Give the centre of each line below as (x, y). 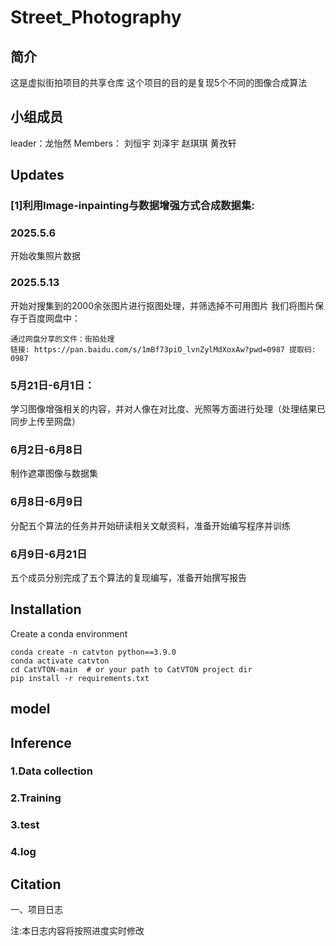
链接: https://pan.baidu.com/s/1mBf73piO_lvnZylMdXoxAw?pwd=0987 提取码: (163, 349)
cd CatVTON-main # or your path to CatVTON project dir (131, 669)
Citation (36, 884)
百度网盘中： (54, 318)
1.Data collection (51, 771)
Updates (37, 175)
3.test (25, 825)
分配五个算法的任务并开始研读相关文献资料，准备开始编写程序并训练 (150, 525)
